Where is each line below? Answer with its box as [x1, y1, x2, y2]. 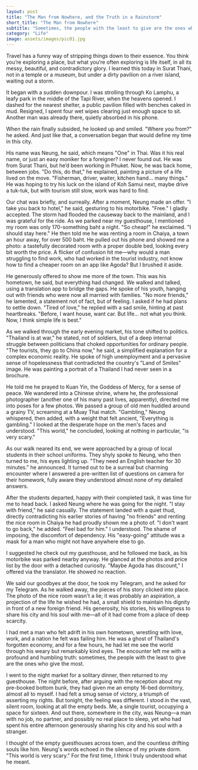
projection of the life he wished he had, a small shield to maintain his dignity [6, 599, 190, 605]
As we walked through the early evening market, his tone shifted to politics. [6, 328, 189, 335]
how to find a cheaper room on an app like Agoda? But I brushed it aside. [6, 261, 183, 268]
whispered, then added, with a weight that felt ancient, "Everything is [6, 415, 174, 422]
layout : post [6, 8, 38, 15]
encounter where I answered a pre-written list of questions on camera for [6, 470, 184, 477]
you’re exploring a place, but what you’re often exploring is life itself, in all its [6, 58, 192, 66]
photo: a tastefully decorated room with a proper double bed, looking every [6, 243, 189, 249]
